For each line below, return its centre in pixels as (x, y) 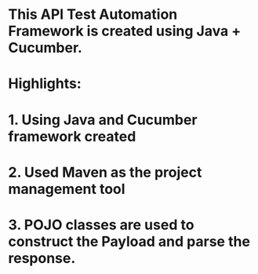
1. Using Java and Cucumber (103, 120)
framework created (72, 136)
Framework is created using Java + (125, 31)
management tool (67, 189)
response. (42, 258)
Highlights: (45, 84)
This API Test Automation (93, 15)
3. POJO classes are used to (101, 225)
